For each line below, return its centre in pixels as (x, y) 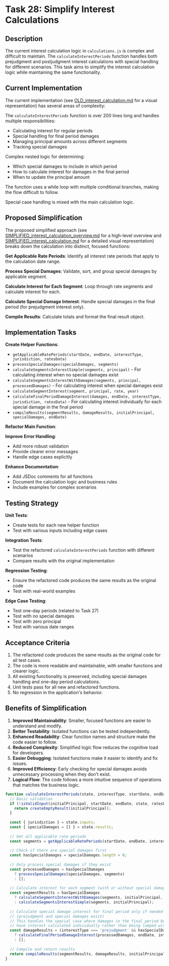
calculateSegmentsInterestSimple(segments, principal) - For (77, 369)
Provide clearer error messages (45, 452)
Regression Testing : (26, 571)
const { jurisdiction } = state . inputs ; (53, 823)
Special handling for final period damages (56, 136)
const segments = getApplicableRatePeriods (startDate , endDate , (78, 841)
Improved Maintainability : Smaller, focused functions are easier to (82, 720)
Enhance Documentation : (32, 467)
